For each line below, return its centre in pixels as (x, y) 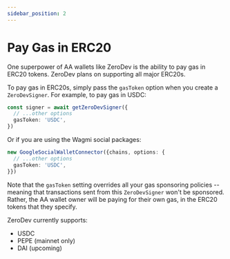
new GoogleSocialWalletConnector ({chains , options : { (86, 152)
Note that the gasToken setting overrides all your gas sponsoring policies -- (113, 185)
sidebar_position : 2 (37, 13)
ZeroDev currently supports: (47, 220)
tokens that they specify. (42, 207)
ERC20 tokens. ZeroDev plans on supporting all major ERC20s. (96, 74)
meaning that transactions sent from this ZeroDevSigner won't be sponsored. (116, 192)
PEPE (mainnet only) (46, 240)
